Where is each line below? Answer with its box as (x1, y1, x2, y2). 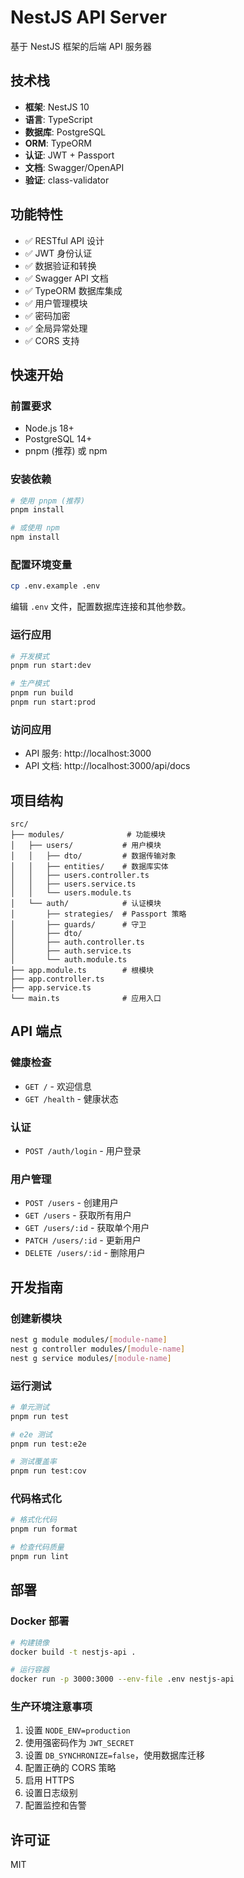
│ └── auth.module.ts (10, 955, 128, 965)
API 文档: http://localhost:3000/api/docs (24, 760, 191, 772)
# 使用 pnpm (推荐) (10, 496, 86, 506)
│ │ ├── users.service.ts (10, 879, 137, 889)
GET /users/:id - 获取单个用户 (24, 1222, 150, 1234)
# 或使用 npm (10, 523, 60, 533)
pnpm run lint (10, 1552, 70, 1562)
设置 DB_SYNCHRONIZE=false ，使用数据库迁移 (24, 1749, 205, 1761)
